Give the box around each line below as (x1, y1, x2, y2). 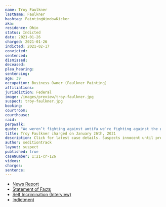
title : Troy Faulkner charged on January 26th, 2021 (5, 131, 116, 136)
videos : (5, 158, 21, 163)
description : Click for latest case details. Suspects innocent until (5, 136, 154, 140)
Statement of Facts (12, 186, 51, 192)
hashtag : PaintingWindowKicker (5, 16, 70, 21)
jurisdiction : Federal (5, 90, 52, 95)
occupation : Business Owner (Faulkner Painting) (5, 80, 107, 85)
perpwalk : (5, 122, 26, 127)
